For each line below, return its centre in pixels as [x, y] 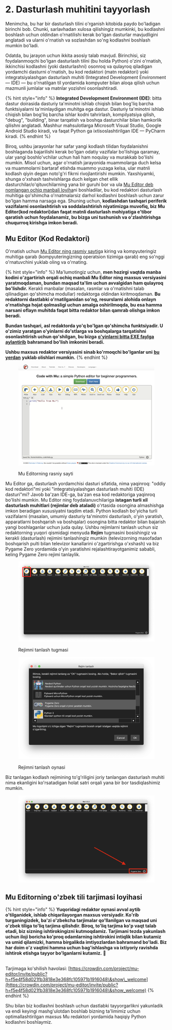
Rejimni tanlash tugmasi [43, 650]
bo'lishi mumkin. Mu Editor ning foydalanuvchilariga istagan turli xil [77, 500]
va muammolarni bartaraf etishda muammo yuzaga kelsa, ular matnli [78, 168]
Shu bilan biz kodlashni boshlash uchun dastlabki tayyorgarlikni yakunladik [84, 1005]
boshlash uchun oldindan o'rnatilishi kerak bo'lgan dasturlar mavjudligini [82, 34]
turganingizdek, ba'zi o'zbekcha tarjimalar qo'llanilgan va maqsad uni [81, 920]
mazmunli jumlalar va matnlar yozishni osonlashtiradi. [62, 88]
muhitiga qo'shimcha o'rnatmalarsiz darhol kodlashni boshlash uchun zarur [85, 195]
